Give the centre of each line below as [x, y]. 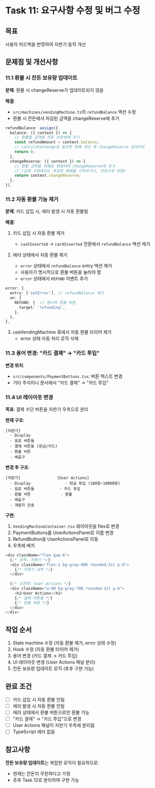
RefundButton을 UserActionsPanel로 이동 [56, 539]
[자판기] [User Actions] [47, 478]
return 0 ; [25, 152]
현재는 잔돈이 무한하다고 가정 [41, 774]
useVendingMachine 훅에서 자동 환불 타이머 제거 [62, 332]
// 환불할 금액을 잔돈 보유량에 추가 [47, 137]
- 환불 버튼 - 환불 [41, 494]
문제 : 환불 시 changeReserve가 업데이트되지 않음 [54, 90]
